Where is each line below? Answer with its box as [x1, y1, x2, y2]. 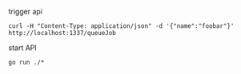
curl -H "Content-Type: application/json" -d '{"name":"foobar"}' [8, 22, 235, 30]
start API [8, 43, 38, 53]
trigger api [8, 7, 42, 16]
